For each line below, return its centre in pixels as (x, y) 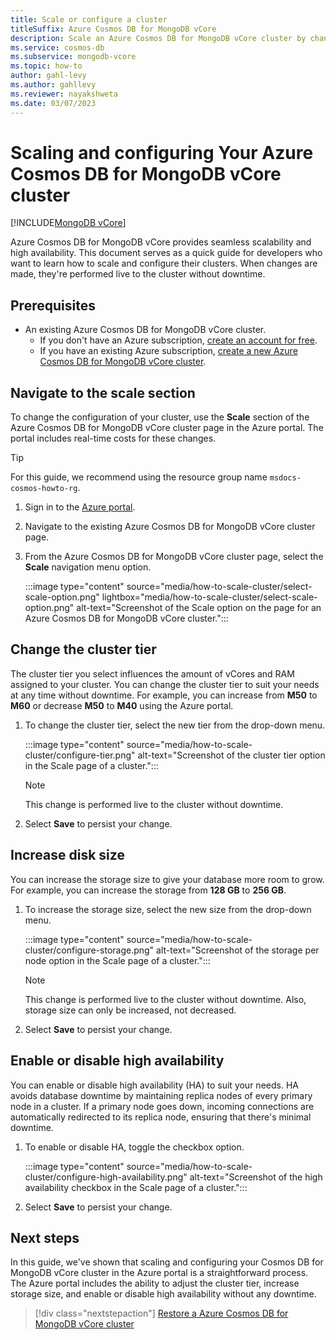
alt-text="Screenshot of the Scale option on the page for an (199, 608)
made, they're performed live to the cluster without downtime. (138, 274)
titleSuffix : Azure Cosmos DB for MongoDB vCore (113, 29)
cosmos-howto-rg (44, 489)
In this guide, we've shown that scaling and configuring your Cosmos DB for (167, 1262)
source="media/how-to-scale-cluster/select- (219, 587)
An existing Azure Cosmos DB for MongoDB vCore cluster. (145, 330)
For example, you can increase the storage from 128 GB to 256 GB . (148, 890)
